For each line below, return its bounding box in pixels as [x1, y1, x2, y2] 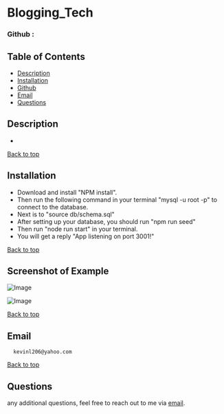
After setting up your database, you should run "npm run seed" [16, 217, 196, 225]
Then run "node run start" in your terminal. [16, 225, 138, 233]
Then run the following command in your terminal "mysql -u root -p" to [16, 195, 218, 204]
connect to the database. [16, 203, 89, 211]
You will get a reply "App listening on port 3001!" [16, 232, 155, 240]
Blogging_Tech [7, 5, 94, 21]
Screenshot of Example [7, 265, 109, 277]
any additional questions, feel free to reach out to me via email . [7, 398, 186, 407]
